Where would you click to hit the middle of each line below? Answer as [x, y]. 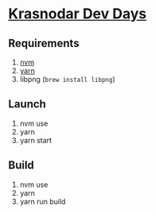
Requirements [44, 43]
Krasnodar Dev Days [77, 14]
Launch [27, 104]
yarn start [36, 140]
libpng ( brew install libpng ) [67, 79]
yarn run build [43, 201]
